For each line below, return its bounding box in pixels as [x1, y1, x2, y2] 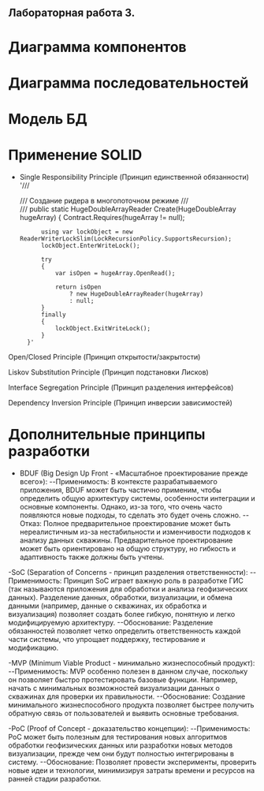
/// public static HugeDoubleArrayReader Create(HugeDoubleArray [19, 204, 236, 214]
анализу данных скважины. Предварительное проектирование [19, 535, 233, 545]
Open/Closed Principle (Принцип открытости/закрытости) [8, 352, 201, 361]
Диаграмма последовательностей [8, 74, 249, 91]
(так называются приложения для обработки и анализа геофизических [8, 584, 248, 594]
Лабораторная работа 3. [8, 6, 136, 20]
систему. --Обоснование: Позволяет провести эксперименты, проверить [8, 757, 257, 767]
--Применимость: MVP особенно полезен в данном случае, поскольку [8, 666, 248, 676]
